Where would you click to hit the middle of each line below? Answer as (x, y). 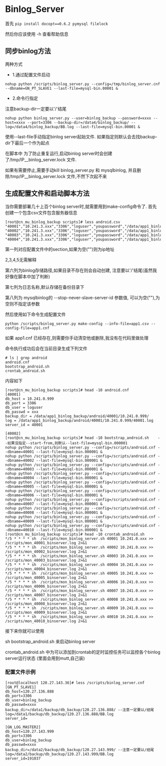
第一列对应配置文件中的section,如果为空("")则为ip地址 (60, 249)
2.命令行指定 (25, 98)
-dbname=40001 (20, 452)
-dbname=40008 (20, 512)
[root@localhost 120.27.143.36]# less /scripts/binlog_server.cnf (75, 683)
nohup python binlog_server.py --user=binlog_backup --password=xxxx (78, 118)
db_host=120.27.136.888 (30, 691)
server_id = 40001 (24, 425)
